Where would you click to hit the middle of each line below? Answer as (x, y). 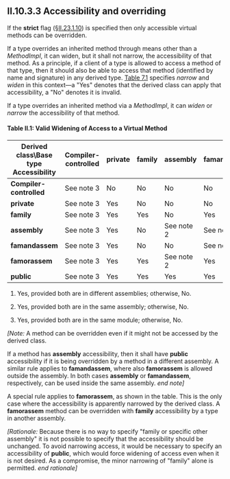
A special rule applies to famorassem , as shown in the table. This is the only (115, 397)
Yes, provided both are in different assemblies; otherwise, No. (104, 294)
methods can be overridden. (47, 35)
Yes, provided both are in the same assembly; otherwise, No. (103, 307)
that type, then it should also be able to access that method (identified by (110, 70)
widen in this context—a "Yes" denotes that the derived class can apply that (114, 84)
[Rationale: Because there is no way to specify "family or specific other (107, 432)
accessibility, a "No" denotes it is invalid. (64, 92)
